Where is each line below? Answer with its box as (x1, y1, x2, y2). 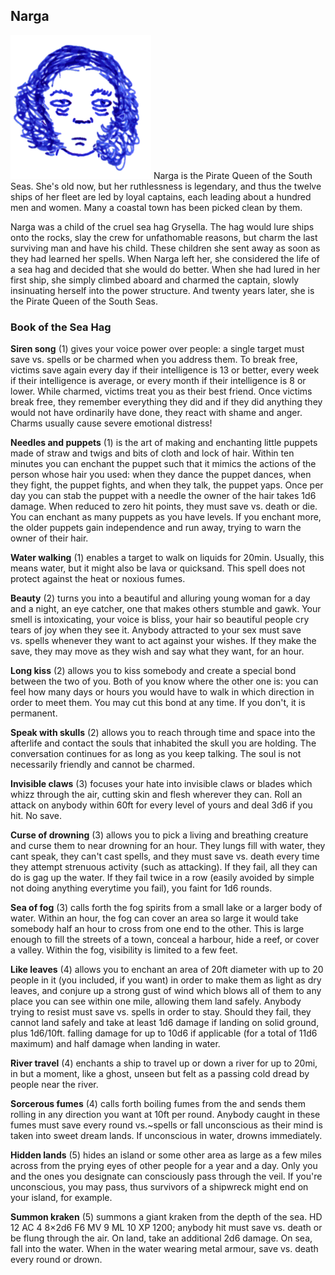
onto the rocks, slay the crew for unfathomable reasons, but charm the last (10, 231, 318, 243)
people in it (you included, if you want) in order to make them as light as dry (10, 974, 322, 986)
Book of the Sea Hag (10, 320, 112, 334)
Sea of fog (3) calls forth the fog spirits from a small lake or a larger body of (10, 902, 323, 914)
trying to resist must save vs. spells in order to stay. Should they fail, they (10, 1006, 312, 1018)
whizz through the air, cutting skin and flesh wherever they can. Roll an (10, 789, 303, 801)
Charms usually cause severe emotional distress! (10, 417, 213, 429)
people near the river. (10, 1079, 99, 1091)
